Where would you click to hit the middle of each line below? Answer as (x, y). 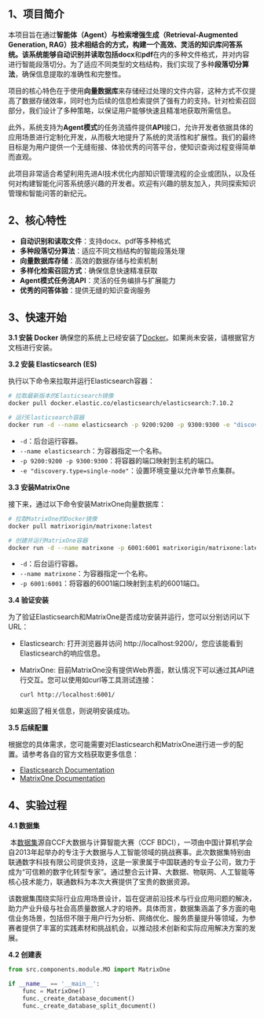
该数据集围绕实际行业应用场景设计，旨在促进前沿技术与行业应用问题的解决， (132, 899)
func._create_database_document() (79, 998)
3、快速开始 (37, 318)
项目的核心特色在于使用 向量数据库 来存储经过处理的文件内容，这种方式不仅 (128, 91)
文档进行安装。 (32, 347)
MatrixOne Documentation (62, 778)
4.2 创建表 (25, 955)
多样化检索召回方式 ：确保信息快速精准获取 (88, 270)
